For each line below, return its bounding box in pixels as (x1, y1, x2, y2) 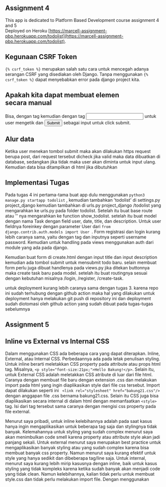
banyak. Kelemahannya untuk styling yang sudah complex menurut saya (5, 428, 153, 434)
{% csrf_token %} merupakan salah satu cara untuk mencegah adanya (5, 66, 149, 72)
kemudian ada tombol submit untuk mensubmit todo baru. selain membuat (5, 259, 157, 265)
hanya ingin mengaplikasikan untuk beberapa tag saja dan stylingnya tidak (5, 423, 158, 429)
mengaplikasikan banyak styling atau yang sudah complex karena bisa (5, 444, 149, 450)
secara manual (5, 99, 52, 107)
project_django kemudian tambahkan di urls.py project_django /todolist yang (5, 202, 162, 208)
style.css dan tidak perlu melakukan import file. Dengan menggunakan (5, 476, 150, 482)
